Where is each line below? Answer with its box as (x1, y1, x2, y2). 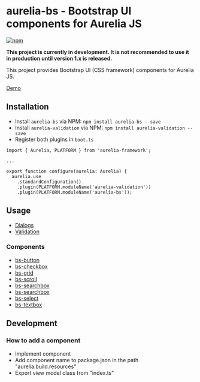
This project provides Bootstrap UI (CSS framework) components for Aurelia (6, 66, 195, 73)
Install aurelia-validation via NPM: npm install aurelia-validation (14, 124, 186, 131)
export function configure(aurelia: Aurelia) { (6, 168, 128, 175)
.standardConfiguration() (17, 179, 82, 185)
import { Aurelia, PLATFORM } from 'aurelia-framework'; (6, 147, 151, 154)
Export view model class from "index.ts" (14, 369, 114, 376)
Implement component (14, 350, 71, 357)
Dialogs (14, 221, 34, 228)
